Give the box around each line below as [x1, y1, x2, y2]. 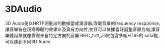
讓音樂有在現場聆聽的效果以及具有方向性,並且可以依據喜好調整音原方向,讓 [5, 26, 156, 32]
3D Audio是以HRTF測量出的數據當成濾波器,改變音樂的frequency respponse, [5, 20, 161, 26]
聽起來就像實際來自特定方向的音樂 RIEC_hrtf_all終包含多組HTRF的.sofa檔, [9, 32, 160, 38]
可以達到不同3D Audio [5, 38, 51, 45]
